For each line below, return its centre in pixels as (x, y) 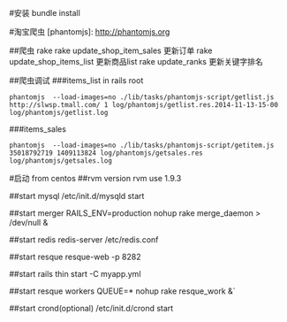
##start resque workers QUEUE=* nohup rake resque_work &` (122, 291)
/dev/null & (29, 222)
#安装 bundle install (45, 13)
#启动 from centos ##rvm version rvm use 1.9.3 (95, 178)
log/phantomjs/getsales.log (61, 161)
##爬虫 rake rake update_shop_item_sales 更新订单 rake (111, 50)
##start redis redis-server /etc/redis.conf (84, 240)
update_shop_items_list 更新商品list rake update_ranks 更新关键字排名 (136, 61)
